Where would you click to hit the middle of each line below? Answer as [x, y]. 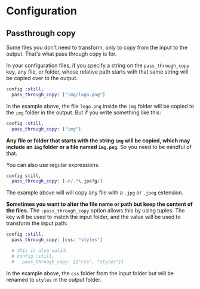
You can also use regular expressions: [53, 165]
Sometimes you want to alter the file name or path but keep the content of [99, 204]
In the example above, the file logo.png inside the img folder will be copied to [100, 106]
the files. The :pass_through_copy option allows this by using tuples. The [96, 211]
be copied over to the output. [42, 78]
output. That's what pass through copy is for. [61, 54]
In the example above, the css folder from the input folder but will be [90, 273]
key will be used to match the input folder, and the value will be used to [93, 217]
